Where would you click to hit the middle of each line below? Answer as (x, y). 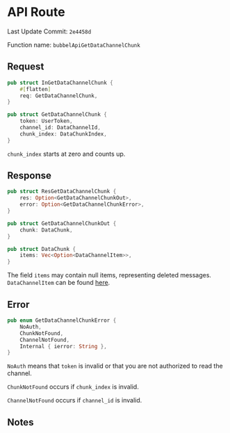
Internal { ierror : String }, (64, 346)
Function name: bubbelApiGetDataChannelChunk (74, 44)
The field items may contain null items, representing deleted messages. (109, 275)
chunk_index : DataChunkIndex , (64, 134)
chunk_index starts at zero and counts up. (66, 154)
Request (26, 67)
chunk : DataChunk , (46, 230)
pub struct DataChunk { (42, 249)
